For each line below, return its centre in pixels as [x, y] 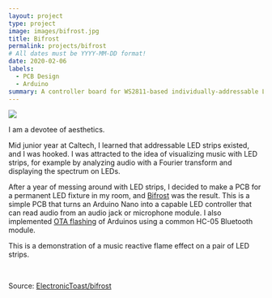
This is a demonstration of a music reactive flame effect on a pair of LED [129, 246]
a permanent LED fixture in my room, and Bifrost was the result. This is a [129, 196]
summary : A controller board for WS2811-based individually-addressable [134, 91]
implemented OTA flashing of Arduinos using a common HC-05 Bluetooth [131, 222]
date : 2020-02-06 [38, 62]
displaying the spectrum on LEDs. [64, 171]
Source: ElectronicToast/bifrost [60, 286]
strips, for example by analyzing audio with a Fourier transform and [120, 162]
